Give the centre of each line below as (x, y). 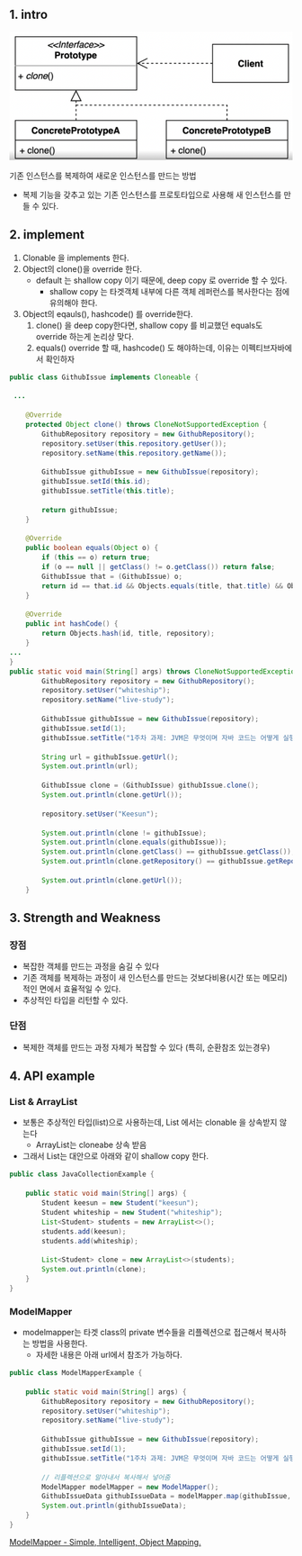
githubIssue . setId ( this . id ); (96, 482)
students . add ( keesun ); (84, 1231)
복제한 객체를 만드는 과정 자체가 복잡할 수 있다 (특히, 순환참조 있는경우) (146, 1047)
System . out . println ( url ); (90, 766)
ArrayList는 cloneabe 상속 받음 (91, 1145)
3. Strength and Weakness (85, 918)
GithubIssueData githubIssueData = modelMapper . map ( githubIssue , (167, 1497)
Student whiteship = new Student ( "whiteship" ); (132, 1212)
